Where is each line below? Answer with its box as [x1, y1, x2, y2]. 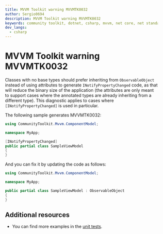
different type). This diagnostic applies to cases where [5, 98, 114, 103]
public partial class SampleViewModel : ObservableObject [5, 188, 125, 193]
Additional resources [5, 211, 70, 219]
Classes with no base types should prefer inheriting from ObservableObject [5, 77, 155, 83]
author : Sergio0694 [5, 12, 45, 17]
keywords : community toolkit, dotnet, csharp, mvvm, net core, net [5, 20, 145, 26]
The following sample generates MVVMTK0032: [5, 112, 102, 118]
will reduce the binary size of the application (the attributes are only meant [5, 87, 154, 93]
